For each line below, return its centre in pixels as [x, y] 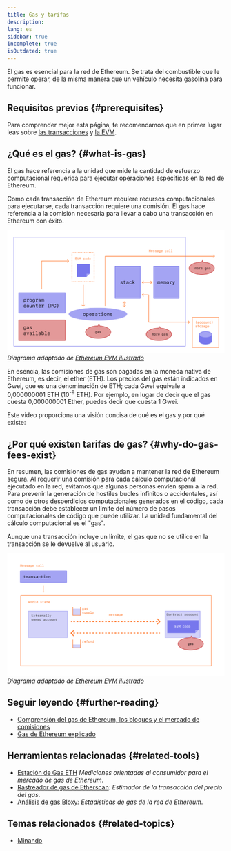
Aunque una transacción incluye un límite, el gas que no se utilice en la [108, 537]
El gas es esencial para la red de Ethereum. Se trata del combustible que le [113, 72]
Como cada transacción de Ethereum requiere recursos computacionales [111, 199]
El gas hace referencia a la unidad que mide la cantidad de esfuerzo [104, 170]
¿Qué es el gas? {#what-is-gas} [77, 154]
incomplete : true [32, 44]
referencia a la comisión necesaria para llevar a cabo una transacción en [110, 213]
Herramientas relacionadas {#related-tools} [103, 756]
